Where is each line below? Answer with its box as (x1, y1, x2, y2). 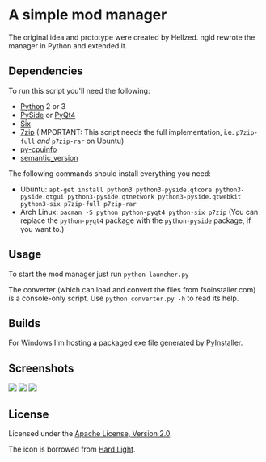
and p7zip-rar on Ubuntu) (36, 136, 125, 145)
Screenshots (8, 361, 74, 375)
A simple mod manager (8, 6, 167, 24)
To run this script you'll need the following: (8, 86, 150, 95)
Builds (8, 317, 41, 330)
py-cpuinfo (19, 144, 57, 154)
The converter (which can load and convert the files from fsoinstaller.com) (8, 284, 256, 294)
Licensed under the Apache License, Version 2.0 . (8, 429, 172, 438)
